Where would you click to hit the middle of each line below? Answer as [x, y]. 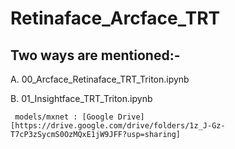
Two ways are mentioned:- [95, 55]
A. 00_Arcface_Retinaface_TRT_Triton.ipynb [100, 79]
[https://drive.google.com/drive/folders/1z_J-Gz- [118, 126]
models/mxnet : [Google [64, 117]
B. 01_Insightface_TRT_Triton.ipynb [81, 98]
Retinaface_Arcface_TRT [115, 18]
